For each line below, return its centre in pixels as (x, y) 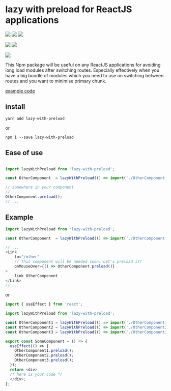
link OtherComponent (36, 276)
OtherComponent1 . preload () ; (44, 351)
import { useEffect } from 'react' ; (44, 304)
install (15, 107)
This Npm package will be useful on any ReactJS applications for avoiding (83, 65)
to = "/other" (27, 257)
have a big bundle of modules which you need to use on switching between (84, 75)
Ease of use (24, 153)
